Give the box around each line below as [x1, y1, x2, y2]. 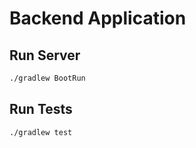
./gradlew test [9, 127, 73, 137]
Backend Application [9, 7, 187, 30]
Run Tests [9, 101, 73, 118]
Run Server [9, 47, 81, 64]
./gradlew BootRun [9, 73, 86, 83]
